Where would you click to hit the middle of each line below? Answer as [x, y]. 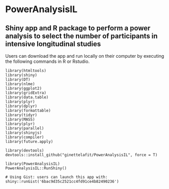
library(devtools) [25, 150]
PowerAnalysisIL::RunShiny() [36, 168]
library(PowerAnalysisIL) [32, 164]
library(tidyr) [21, 115]
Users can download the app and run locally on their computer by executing [85, 56]
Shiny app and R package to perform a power [78, 28]
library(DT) [18, 80]
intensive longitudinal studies [53, 44]
